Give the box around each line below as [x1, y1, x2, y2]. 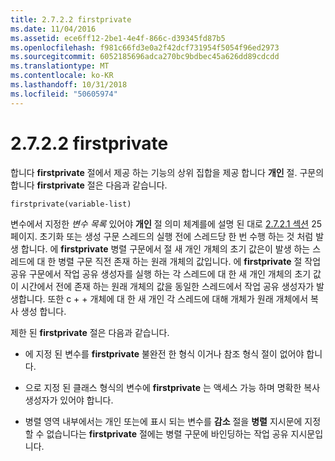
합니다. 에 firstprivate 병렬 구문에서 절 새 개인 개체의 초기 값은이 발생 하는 [20, 242, 311, 255]
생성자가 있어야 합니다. [24, 394, 114, 406]
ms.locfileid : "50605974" [10, 89, 118, 99]
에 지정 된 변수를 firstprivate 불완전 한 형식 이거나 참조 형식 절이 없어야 [24, 347, 305, 360]
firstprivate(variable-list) [10, 199, 132, 209]
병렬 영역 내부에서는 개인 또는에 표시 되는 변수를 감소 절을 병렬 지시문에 [24, 415, 303, 427]
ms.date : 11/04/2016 [10, 24, 97, 34]
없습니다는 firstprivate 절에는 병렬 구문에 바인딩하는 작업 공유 [46, 427, 289, 440]
